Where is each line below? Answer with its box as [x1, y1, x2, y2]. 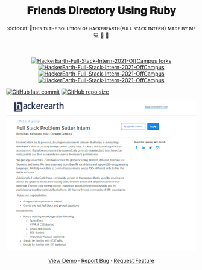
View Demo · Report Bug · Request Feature [48, 257, 155, 265]
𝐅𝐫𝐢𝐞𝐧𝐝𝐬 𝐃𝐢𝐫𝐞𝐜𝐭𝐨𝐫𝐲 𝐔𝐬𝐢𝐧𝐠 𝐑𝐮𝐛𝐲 [27, 4, 176, 18]
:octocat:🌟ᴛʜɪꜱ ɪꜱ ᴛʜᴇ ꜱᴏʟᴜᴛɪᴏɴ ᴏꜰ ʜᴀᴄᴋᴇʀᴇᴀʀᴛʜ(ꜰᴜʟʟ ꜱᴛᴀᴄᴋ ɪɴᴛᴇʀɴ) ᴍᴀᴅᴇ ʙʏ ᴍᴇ [7, 24, 196, 31]
